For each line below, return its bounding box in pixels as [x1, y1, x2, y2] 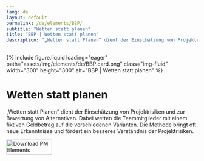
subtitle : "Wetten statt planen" [6, 26, 91, 32]
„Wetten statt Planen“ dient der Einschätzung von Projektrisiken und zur [6, 108, 185, 115]
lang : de [6, 9, 29, 15]
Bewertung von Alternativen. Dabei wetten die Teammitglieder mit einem [6, 114, 188, 122]
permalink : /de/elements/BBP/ [6, 20, 83, 26]
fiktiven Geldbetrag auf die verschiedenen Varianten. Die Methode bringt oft [6, 121, 197, 128]
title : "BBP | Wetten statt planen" [6, 32, 99, 38]
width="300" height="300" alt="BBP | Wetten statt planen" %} [6, 67, 163, 74]
